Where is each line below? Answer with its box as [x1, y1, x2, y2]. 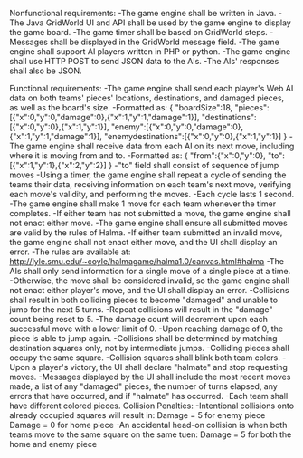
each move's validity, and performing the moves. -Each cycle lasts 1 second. [9, 189, 295, 199]
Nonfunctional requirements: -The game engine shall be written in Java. [9, 8, 277, 18]
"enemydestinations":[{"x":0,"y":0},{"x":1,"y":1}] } [103, 131, 288, 141]
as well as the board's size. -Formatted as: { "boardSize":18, [9, 102, 233, 112]
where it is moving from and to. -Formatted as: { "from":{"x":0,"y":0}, [9, 150, 267, 161]
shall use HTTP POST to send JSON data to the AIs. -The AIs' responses [9, 56, 279, 66]
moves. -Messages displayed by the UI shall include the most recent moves [9, 371, 291, 382]
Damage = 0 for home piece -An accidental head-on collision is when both [9, 420, 288, 430]
